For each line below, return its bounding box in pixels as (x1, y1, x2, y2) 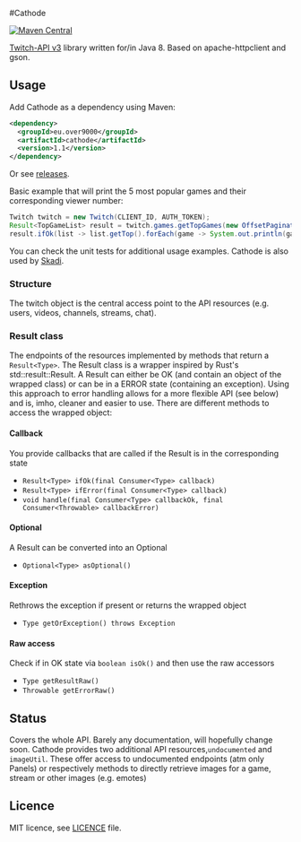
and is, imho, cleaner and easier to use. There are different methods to (9, 398, 270, 409)
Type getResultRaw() (21, 677, 99, 686)
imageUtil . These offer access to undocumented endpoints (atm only (9, 753, 264, 765)
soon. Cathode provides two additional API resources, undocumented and (9, 744, 272, 755)
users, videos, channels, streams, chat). (9, 308, 157, 318)
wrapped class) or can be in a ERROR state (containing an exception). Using (9, 378, 289, 389)
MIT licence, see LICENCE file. (9, 822, 123, 833)
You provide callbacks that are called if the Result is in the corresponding (9, 447, 279, 458)
